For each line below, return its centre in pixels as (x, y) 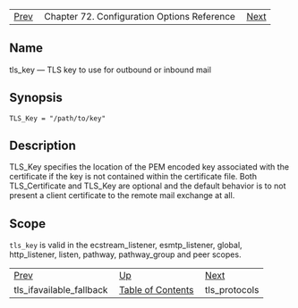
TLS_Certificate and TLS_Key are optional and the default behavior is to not (148, 186)
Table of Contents (157, 290)
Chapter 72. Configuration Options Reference (140, 17)
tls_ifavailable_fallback (61, 290)
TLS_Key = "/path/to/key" (57, 118)
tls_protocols (232, 290)
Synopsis (36, 98)
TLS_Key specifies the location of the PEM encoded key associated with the (149, 167)
